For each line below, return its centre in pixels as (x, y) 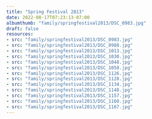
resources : (20, 34)
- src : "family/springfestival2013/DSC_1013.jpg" (70, 51)
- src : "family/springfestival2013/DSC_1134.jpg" (70, 85)
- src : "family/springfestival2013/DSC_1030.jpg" (70, 56)
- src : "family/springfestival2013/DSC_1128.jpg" (70, 79)
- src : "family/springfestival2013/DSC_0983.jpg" (70, 40)
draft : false (23, 29)
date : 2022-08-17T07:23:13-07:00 (48, 17)
